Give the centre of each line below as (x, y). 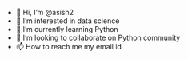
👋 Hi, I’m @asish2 (45, 12)
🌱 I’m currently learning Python (67, 29)
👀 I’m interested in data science (68, 21)
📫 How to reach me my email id (69, 47)
